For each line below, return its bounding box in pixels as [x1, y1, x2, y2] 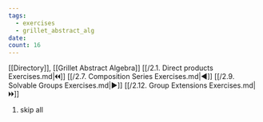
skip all [19, 105, 44, 115]
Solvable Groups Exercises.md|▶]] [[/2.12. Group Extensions [8, 81, 208, 90]
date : [8, 33, 26, 42]
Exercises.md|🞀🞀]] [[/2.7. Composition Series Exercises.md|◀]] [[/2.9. [8, 72, 235, 81]
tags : [8, 11, 26, 20]
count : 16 [8, 41, 42, 49]
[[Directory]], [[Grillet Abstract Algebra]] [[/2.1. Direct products [8, 63, 213, 73]
